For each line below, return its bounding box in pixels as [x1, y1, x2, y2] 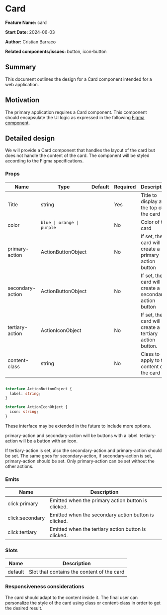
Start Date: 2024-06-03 [5, 29, 55, 35]
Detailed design [5, 134, 55, 143]
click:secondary [7, 514, 45, 521]
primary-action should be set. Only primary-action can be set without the [5, 458, 155, 464]
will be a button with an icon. [19, 438, 78, 444]
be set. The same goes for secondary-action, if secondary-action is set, [5, 453, 153, 459]
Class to [141, 350, 160, 357]
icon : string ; [9, 409, 39, 414]
